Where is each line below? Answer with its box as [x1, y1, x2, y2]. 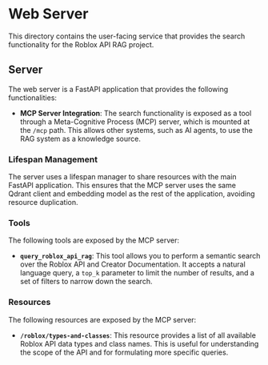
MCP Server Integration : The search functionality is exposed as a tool [19, 108, 252, 118]
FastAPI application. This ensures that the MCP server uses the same [8, 181, 236, 191]
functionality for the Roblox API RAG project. [8, 39, 154, 49]
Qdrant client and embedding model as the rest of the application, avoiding [8, 189, 255, 199]
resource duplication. [8, 198, 78, 207]
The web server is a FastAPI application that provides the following [8, 84, 229, 94]
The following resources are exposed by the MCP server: [8, 315, 197, 324]
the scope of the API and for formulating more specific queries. [19, 347, 229, 357]
